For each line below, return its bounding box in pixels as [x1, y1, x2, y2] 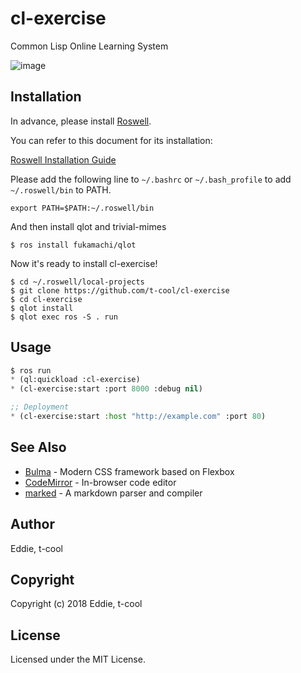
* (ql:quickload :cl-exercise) [10, 375, 141, 385]
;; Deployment [10, 402, 70, 412]
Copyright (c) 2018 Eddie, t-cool [10, 598, 143, 610]
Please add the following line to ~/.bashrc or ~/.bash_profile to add [10, 173, 292, 185]
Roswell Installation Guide [10, 153, 117, 166]
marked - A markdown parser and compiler [24, 487, 203, 499]
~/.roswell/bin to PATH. [10, 183, 112, 196]
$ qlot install [10, 303, 74, 313]
